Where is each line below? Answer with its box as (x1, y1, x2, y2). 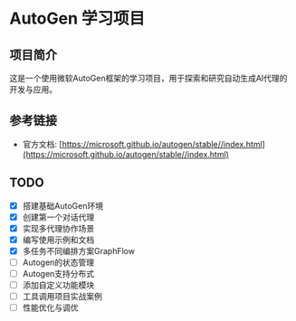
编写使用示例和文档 (22, 234, 95, 245)
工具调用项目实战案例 (22, 291, 102, 302)
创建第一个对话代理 (22, 212, 95, 222)
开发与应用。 (9, 84, 57, 95)
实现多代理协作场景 (22, 222, 95, 233)
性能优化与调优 (22, 302, 79, 313)
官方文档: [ (22, 138, 62, 149)
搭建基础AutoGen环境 (22, 200, 104, 211)
